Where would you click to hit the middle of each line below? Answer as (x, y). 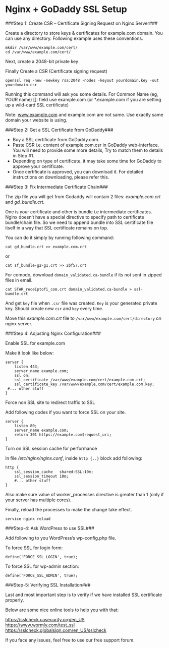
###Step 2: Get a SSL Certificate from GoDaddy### (59, 130)
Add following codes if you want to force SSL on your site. (66, 412)
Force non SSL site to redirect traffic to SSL (50, 402)
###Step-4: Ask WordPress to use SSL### (50, 528)
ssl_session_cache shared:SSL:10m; (54, 472)
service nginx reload (28, 519)
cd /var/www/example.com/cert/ (38, 52)
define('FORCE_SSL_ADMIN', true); (42, 575)
